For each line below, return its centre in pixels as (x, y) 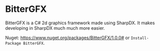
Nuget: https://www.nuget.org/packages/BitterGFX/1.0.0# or (67, 38)
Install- (140, 38)
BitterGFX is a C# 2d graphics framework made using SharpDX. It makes (80, 23)
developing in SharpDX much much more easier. (55, 28)
